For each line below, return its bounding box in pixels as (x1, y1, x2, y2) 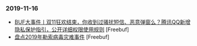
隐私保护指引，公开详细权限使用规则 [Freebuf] (14, 26, 130, 33)
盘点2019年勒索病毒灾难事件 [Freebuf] (14, 33, 110, 41)
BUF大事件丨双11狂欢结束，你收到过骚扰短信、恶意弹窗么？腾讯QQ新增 (14, 19, 191, 26)
